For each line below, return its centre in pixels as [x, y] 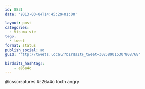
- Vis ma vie [23, 32]
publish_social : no [25, 50]
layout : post [18, 23]
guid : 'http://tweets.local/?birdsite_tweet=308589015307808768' [73, 54]
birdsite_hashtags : [25, 63]
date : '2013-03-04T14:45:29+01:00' [41, 14]
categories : [17, 27]
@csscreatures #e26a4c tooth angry [42, 82]
